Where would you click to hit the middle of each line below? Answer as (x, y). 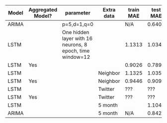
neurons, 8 (75, 45)
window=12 (76, 57)
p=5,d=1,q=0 (78, 24)
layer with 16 (77, 38)
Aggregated (43, 10)
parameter (78, 13)
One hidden (76, 32)
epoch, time (76, 51)
